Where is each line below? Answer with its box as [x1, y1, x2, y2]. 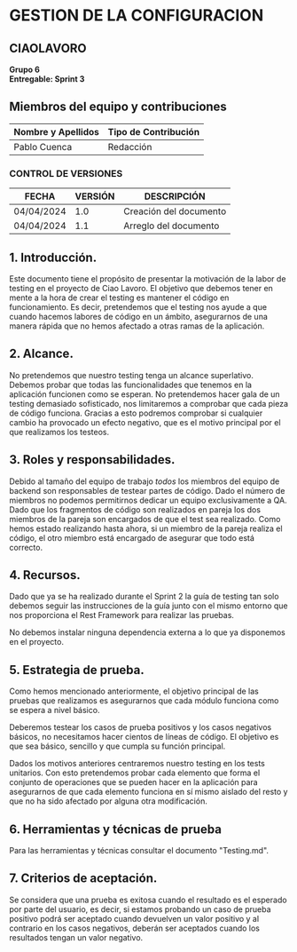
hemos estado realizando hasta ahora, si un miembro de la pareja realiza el [9, 523, 283, 534]
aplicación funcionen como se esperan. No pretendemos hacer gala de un [9, 388, 281, 400]
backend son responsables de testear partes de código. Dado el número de [9, 485, 285, 496]
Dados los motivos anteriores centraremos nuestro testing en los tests [9, 758, 266, 769]
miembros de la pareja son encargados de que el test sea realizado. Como [9, 513, 281, 524]
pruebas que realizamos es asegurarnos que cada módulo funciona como [9, 695, 279, 706]
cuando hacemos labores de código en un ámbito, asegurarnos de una [9, 311, 269, 321]
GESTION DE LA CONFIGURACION [9, 5, 264, 26]
